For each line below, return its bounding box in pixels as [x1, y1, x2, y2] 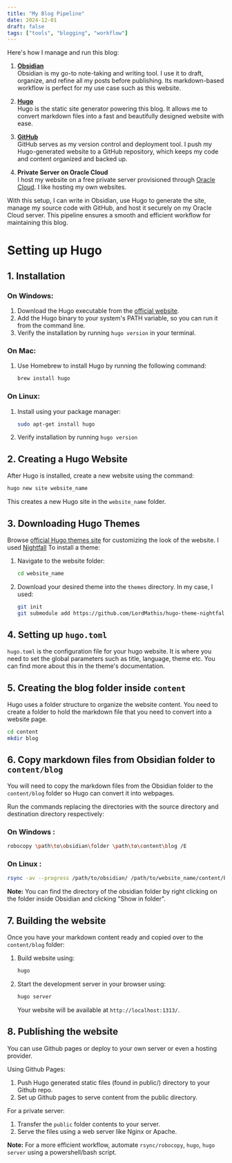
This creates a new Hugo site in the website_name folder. [7, 498, 166, 506]
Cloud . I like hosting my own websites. [17, 183, 126, 191]
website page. [7, 715, 48, 723]
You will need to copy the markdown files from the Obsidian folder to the [7, 782, 213, 790]
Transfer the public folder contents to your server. [17, 1119, 161, 1128]
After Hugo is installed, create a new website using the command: [7, 471, 195, 480]
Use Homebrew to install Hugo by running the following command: [17, 361, 207, 370]
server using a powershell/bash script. [7, 1148, 117, 1156]
